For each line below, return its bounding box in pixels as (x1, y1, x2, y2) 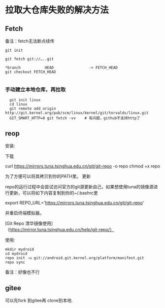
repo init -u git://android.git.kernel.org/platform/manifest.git (5, 256, 144, 261)
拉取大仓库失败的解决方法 (5, 4, 109, 16)
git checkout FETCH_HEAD (5, 69, 56, 74)
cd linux (9, 102, 28, 107)
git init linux (9, 98, 41, 103)
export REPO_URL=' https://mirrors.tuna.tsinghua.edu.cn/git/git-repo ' (5, 200, 144, 206)
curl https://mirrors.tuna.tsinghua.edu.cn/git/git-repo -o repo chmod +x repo (5, 163, 161, 169)
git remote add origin (9, 106, 56, 111)
